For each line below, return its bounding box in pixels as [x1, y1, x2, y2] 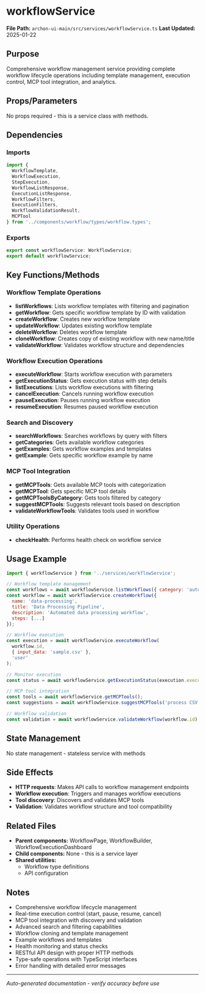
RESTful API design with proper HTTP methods [15, 949, 134, 956]
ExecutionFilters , [12, 202, 59, 208]
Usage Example [6, 554, 67, 564]
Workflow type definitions [24, 863, 90, 871]
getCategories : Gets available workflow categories [15, 439, 145, 446]
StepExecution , [12, 179, 51, 185]
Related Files [6, 820, 57, 831]
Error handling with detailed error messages [15, 962, 126, 970]
